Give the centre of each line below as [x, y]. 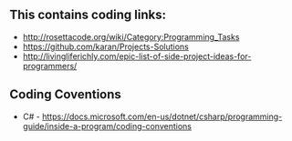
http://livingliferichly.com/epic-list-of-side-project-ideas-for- [137, 56]
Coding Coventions [65, 95]
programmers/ [50, 65]
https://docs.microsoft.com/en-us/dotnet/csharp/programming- [162, 116]
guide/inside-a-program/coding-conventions [107, 126]
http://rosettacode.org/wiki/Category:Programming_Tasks [131, 36]
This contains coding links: [88, 15]
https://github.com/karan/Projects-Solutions [106, 46]
